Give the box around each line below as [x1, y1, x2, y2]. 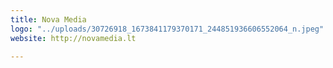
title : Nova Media [10, 14, 87, 25]
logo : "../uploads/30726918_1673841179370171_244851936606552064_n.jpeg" [10, 24, 325, 34]
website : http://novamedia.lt [10, 33, 137, 43]
